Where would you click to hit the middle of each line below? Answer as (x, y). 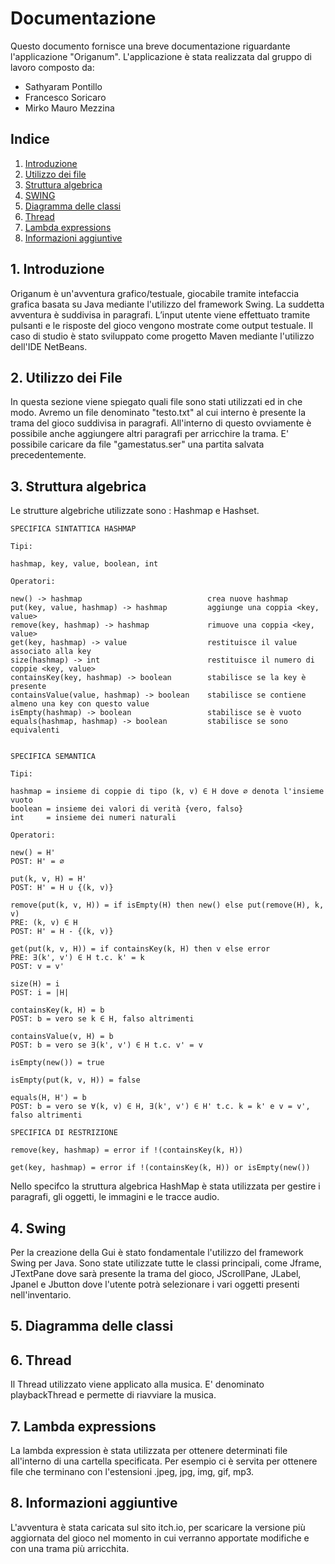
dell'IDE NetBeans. (49, 346)
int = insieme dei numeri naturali (93, 818)
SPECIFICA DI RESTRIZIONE (64, 1133)
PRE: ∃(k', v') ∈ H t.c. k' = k (77, 958)
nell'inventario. (41, 1295)
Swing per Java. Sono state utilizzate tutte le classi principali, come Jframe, (166, 1263)
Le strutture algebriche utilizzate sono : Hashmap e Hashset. (135, 511)
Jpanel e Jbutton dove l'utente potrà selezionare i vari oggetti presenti (155, 1284)
